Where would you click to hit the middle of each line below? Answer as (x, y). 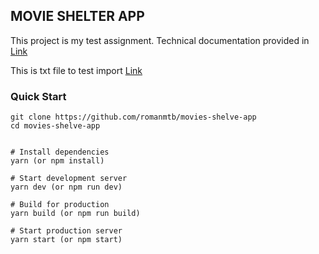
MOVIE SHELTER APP (77, 16)
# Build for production (60, 205)
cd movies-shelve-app (55, 126)
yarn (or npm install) (57, 161)
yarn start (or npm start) (66, 240)
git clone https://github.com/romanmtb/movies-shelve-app (133, 117)
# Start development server (69, 179)
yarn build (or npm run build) (75, 214)
